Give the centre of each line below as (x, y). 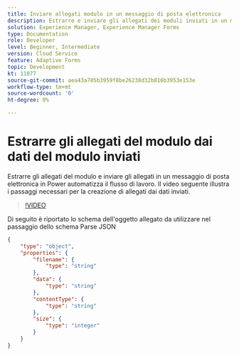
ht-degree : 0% (28, 100)
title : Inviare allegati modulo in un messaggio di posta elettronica (114, 14)
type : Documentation (38, 34)
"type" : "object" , (47, 246)
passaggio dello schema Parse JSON (62, 226)
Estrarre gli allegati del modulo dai (110, 141)
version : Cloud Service (43, 54)
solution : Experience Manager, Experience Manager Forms (94, 27)
